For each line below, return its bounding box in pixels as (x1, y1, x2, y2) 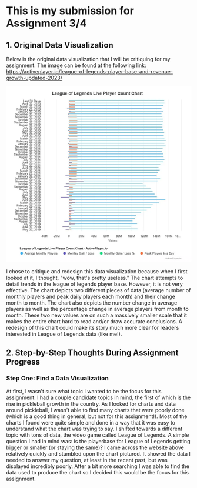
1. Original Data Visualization (6, 40, 113, 50)
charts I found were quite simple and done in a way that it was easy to (6, 419, 175, 426)
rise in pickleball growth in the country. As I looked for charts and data (6, 400, 176, 407)
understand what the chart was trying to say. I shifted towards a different (6, 425, 183, 432)
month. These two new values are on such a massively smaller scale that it (6, 312, 187, 319)
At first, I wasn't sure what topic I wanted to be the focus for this (6, 387, 162, 395)
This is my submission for (6, 4, 134, 18)
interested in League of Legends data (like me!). (6, 330, 122, 337)
